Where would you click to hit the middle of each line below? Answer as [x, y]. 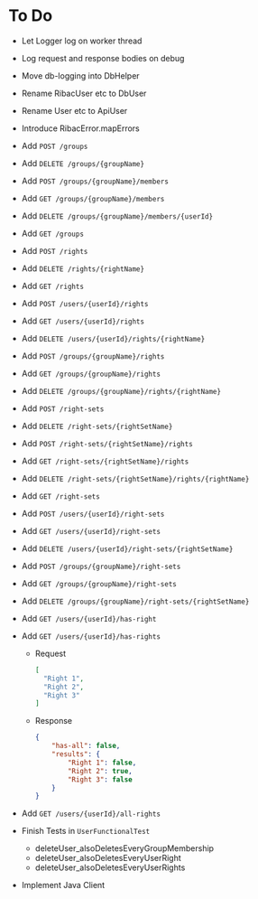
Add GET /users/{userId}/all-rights [91, 813]
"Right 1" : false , [102, 763]
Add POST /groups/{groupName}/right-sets [101, 566]
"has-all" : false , [86, 746]
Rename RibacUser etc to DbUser [84, 93]
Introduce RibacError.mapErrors [81, 128]
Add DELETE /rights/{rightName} [83, 268]
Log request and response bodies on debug [103, 58]
